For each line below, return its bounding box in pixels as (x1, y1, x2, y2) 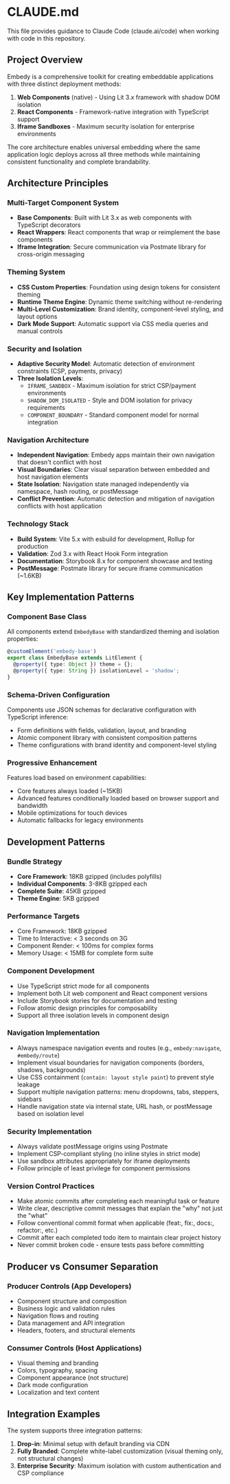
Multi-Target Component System (7, 198, 119, 208)
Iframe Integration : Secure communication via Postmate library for (16, 243, 207, 251)
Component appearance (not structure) (16, 1373, 129, 1382)
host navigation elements (16, 472, 89, 481)
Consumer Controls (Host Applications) (7, 1344, 142, 1353)
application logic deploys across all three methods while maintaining (7, 150, 200, 158)
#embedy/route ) (16, 1051, 60, 1059)
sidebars (16, 1095, 43, 1103)
